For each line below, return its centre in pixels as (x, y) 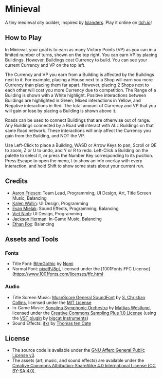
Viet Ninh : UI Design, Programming (47, 213)
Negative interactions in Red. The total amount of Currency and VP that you (81, 105)
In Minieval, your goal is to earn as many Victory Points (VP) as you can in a (81, 49)
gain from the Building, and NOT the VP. (45, 135)
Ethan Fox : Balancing (33, 224)
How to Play (24, 38)
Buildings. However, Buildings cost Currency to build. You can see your (76, 60)
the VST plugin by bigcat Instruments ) (50, 318)
